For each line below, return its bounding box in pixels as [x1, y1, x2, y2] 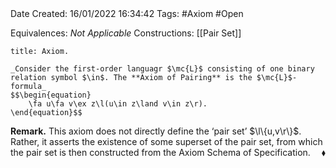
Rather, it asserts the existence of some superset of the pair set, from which [10, 136, 323, 147]
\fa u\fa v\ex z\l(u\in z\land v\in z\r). [28, 99, 208, 109]
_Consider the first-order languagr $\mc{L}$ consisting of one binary [10, 64, 315, 74]
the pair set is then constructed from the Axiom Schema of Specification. [10, 147, 311, 158]
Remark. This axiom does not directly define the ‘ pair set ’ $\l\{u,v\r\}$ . [10, 125, 302, 137]
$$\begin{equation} [10, 90, 92, 100]
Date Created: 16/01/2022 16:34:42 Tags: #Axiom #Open [10, 8, 244, 19]
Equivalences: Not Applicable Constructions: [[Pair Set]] [10, 27, 242, 39]
